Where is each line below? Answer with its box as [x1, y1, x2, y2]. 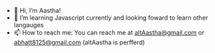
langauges [13, 21, 44, 29]
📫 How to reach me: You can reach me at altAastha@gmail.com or [13, 29, 205, 37]
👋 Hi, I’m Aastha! [13, 7, 61, 14]
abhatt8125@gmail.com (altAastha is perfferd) [13, 38, 145, 46]
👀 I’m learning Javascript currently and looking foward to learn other [13, 14, 209, 22]
